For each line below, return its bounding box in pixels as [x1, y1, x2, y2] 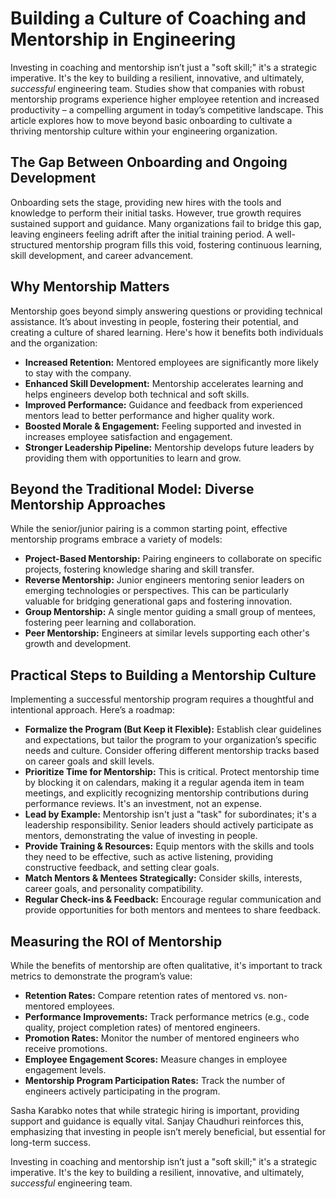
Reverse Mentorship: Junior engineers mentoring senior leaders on [24, 574, 305, 586]
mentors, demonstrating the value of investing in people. [24, 830, 258, 842]
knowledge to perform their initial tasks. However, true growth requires [10, 207, 302, 219]
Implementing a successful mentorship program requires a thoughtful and [10, 693, 314, 706]
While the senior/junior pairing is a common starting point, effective [10, 523, 288, 535]
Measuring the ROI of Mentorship [10, 933, 223, 950]
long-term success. [10, 1137, 92, 1148]
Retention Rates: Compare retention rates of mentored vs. [24, 990, 267, 1001]
